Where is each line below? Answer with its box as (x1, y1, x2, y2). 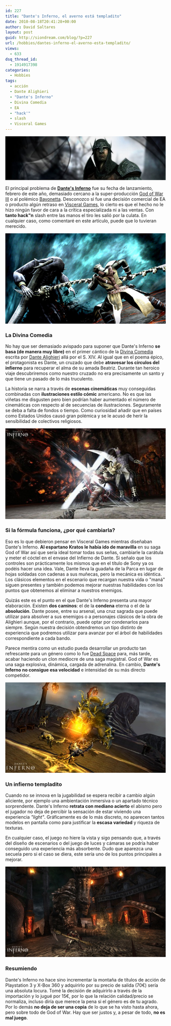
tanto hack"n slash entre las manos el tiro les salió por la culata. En (5, 212, 147, 218)
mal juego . (5, 1014, 28, 1021)
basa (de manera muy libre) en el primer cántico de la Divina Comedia (5, 349, 154, 355)
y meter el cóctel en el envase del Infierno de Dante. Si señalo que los (5, 555, 152, 561)
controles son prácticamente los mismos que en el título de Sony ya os (5, 560, 154, 566)
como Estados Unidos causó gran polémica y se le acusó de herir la (5, 413, 148, 419)
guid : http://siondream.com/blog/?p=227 (5, 35, 93, 40)
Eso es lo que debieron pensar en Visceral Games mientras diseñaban (5, 538, 153, 544)
